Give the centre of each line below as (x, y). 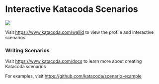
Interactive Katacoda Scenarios (72, 9)
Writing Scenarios (27, 50)
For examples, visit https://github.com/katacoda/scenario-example (73, 76)
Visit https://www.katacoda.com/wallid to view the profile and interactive (79, 32)
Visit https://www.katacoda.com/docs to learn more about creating (74, 61)
